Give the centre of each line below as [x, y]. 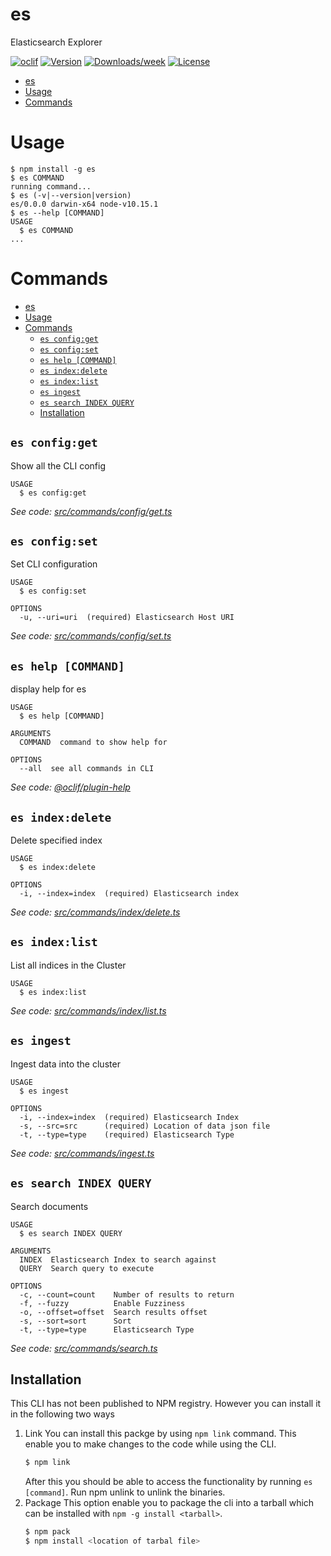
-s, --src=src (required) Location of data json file [145, 1126]
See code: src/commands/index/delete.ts [95, 912]
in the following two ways [62, 1414]
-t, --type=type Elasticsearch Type [107, 1329]
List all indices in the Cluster [68, 965]
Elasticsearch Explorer [56, 42]
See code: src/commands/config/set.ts [91, 636]
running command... [51, 186]
